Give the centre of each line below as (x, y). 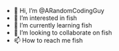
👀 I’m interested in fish (45, 18)
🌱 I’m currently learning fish (53, 25)
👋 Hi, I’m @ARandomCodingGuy (59, 11)
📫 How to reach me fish (48, 40)
